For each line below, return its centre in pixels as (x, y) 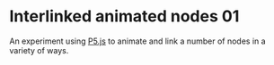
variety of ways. (39, 50)
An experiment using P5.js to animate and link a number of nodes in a (138, 41)
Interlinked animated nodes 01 (124, 16)
